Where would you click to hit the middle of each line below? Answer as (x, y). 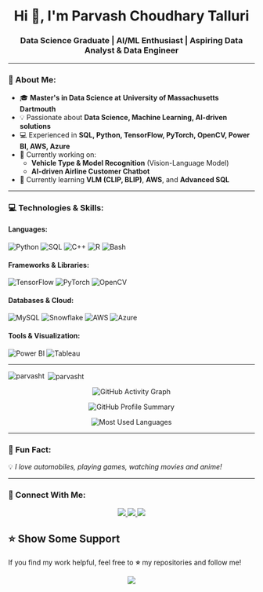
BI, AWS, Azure (45, 146)
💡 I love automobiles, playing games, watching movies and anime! (115, 467)
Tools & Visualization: (44, 335)
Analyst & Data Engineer (131, 50)
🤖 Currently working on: (58, 154)
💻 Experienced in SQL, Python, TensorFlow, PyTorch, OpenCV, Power (135, 135)
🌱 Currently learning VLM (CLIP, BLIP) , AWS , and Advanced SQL (124, 179)
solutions (35, 126)
